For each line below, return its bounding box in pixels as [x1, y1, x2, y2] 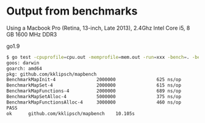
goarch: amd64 [6, 65, 43, 71]
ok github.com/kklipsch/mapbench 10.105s [6, 110, 135, 116]
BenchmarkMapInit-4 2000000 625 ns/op [6, 77, 182, 83]
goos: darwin [6, 59, 40, 66]
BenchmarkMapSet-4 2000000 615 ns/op [6, 82, 182, 88]
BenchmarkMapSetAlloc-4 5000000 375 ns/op [6, 94, 182, 100]
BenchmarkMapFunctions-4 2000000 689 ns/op [6, 88, 182, 95]
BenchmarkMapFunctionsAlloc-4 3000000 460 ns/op [6, 99, 182, 105]
